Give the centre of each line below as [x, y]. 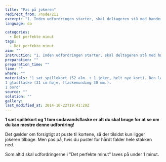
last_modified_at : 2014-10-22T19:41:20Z [47, 106]
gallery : [14, 101]
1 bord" [13, 87]
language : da [19, 23]
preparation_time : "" [27, 65]
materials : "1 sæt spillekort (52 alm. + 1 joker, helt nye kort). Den [80, 78]
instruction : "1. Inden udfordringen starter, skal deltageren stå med [80, 55]
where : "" [15, 74]
